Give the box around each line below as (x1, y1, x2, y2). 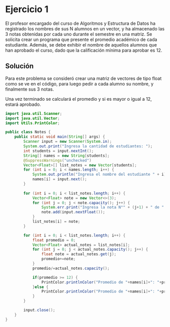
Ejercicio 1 (5, 4, 49, 15)
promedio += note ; (41, 257, 76, 262)
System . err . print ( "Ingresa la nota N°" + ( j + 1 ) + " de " (41, 205, 164, 210)
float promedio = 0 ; (32, 237, 76, 242)
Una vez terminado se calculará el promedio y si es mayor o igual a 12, (5, 96, 152, 102)
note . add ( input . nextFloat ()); (41, 210, 105, 215)
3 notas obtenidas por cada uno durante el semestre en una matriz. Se (5, 31, 152, 37)
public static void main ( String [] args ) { (14, 134, 105, 140)
